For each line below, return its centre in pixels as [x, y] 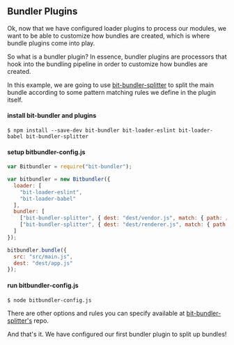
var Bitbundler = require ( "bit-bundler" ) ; [70, 167]
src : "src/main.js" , [43, 256]
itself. [15, 100]
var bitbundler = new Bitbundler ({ [59, 179]
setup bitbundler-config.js [46, 152]
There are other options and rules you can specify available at [96, 313]
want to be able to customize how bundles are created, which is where [109, 36]
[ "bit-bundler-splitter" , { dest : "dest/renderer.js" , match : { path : [124, 225]
